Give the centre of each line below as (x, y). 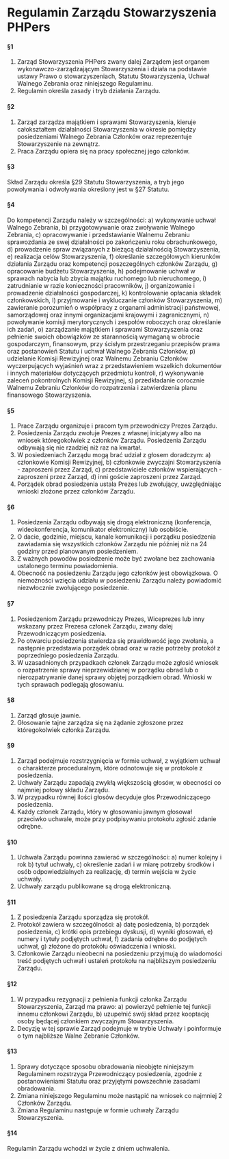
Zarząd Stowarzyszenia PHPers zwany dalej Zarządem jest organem (113, 62)
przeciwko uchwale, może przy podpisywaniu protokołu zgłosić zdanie (117, 819)
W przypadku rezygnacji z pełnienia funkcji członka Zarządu (102, 999)
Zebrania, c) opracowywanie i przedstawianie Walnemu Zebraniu (98, 235)
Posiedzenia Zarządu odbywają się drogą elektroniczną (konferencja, (114, 522)
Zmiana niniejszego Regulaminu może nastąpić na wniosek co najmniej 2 (119, 1095)
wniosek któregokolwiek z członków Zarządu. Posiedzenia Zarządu (111, 441)
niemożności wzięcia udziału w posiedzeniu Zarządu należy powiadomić (119, 581)
